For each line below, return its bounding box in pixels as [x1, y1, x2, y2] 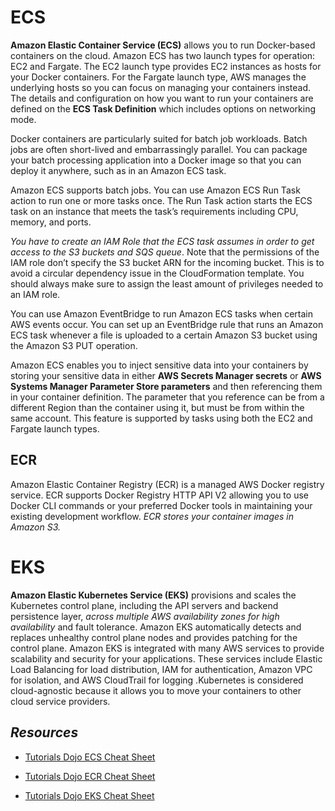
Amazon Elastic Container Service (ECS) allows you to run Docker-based [10, 39, 316, 51]
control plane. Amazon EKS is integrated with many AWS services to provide [10, 642, 325, 654]
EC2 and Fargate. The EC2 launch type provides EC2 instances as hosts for [10, 60, 322, 72]
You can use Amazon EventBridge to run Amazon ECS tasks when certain [10, 307, 314, 320]
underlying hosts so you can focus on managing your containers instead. [10, 81, 311, 93]
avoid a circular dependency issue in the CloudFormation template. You [10, 267, 305, 279]
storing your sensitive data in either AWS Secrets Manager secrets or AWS [10, 369, 322, 381]
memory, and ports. [10, 216, 92, 228]
